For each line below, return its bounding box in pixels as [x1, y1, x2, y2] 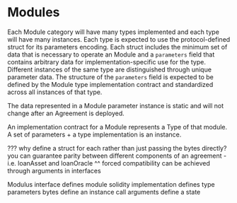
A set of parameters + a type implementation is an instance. [7, 130, 182, 139]
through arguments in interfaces [7, 166, 101, 175]
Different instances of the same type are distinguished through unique [7, 65, 212, 74]
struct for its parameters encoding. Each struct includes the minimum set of [7, 42, 228, 51]
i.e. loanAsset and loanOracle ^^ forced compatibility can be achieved [7, 158, 210, 167]
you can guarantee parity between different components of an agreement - [7, 151, 227, 160]
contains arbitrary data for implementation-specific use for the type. [7, 57, 207, 66]
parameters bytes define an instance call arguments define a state [7, 187, 201, 196]
